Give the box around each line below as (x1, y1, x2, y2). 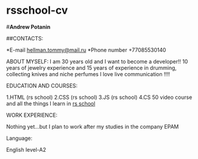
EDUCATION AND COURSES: (6, 82, 78, 89)
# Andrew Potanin (6, 23, 51, 30)
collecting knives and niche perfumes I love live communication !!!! (6, 70, 170, 77)
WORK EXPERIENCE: (6, 111, 58, 119)
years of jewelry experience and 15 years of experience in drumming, (6, 64, 177, 71)
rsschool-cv (6, 4, 68, 17)
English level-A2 (6, 146, 47, 153)
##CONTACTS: (6, 35, 44, 42)
